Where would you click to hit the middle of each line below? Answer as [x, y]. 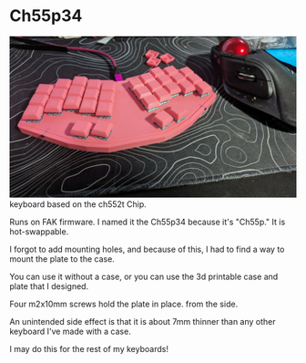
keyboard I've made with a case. [71, 332]
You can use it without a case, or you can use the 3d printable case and [144, 277]
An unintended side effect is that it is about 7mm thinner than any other [143, 322]
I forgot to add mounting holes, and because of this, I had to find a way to [147, 249]
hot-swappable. [39, 232]
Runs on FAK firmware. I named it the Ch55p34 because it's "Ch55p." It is [148, 222]
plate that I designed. [49, 286]
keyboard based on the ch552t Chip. [78, 204]
